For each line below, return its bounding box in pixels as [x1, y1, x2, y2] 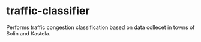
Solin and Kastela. [6, 30, 51, 37]
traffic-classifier [6, 4, 90, 18]
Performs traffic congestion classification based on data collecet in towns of [6, 24, 195, 31]
